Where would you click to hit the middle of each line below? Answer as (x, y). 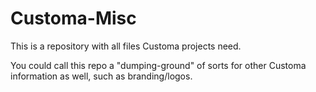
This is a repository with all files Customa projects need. (126, 46)
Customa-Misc (73, 18)
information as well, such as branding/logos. (101, 76)
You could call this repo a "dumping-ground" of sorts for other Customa (158, 65)
